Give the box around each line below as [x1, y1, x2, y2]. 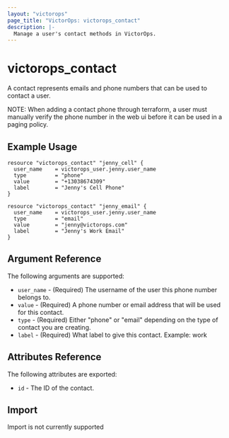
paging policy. [7, 120, 49, 129]
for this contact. [17, 308, 64, 316]
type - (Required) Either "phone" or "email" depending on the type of [17, 316, 218, 324]
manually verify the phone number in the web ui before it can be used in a [7, 113, 223, 121]
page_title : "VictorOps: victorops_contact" [7, 17, 141, 24]
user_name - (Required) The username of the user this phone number [17, 285, 218, 294]
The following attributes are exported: [7, 369, 117, 379]
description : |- [7, 23, 55, 30]
